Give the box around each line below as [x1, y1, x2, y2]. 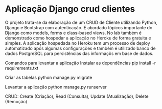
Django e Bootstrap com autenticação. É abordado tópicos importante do [5, 24, 153, 30]
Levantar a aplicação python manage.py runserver [5, 84, 107, 90]
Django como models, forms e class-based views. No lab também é [5, 30, 142, 36]
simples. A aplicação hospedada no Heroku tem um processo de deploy [5, 40, 150, 46]
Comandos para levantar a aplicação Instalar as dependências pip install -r [5, 60, 156, 66]
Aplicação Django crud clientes [5, 3, 136, 15]
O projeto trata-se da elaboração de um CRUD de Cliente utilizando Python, [5, 19, 158, 25]
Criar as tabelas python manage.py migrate [5, 74, 93, 80]
